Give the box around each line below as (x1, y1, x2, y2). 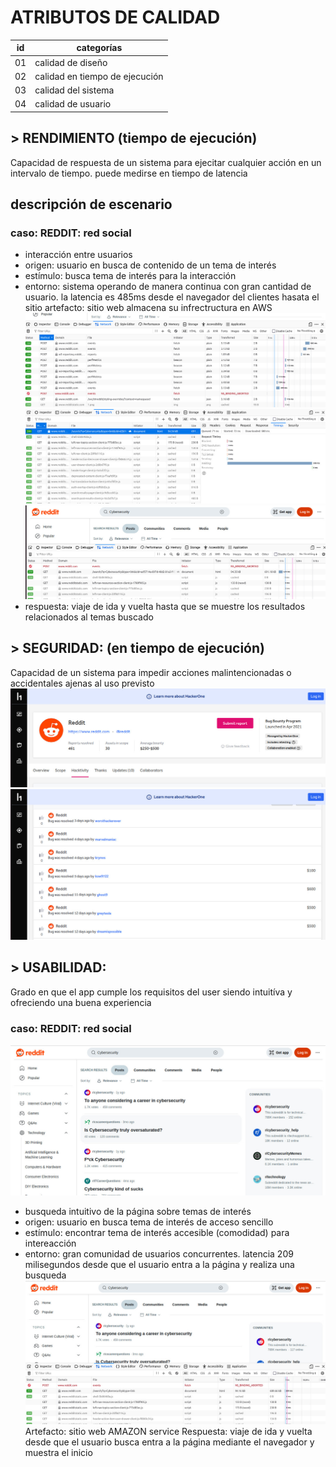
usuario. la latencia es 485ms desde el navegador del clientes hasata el (24, 291, 320, 303)
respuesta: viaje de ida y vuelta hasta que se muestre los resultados (24, 601, 306, 613)
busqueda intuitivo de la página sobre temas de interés (24, 1206, 252, 1218)
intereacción (24, 1237, 77, 1250)
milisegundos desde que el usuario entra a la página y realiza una (24, 1259, 295, 1271)
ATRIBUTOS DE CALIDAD (10, 6, 221, 29)
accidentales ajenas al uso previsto (10, 677, 155, 689)
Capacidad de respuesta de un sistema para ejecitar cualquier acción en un (10, 156, 322, 168)
